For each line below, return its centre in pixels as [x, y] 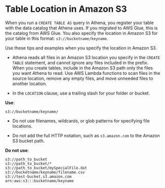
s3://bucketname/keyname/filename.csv [45, 172]
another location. [30, 83]
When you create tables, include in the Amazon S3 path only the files [82, 68]
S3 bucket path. [28, 141]
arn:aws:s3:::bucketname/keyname [40, 181]
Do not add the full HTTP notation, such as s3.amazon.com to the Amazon [86, 135]
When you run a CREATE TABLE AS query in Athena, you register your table [80, 23]
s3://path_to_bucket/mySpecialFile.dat [46, 168]
